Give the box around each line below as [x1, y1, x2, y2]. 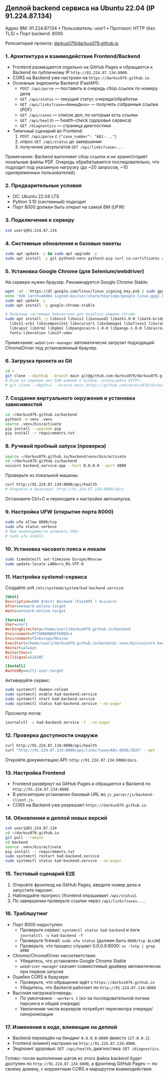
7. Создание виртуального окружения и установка [5, 394, 135, 401]
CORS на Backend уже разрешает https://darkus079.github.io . [12, 801, 147, 808]
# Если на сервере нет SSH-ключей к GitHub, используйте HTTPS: [5, 378, 142, 383]
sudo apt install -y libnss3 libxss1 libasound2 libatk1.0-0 [5, 317, 135, 322]
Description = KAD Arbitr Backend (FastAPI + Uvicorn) [5, 599, 117, 604]
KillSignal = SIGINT [5, 655, 43, 660]
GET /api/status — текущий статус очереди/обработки [19, 96, 138, 102]
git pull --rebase [5, 835, 43, 840]
